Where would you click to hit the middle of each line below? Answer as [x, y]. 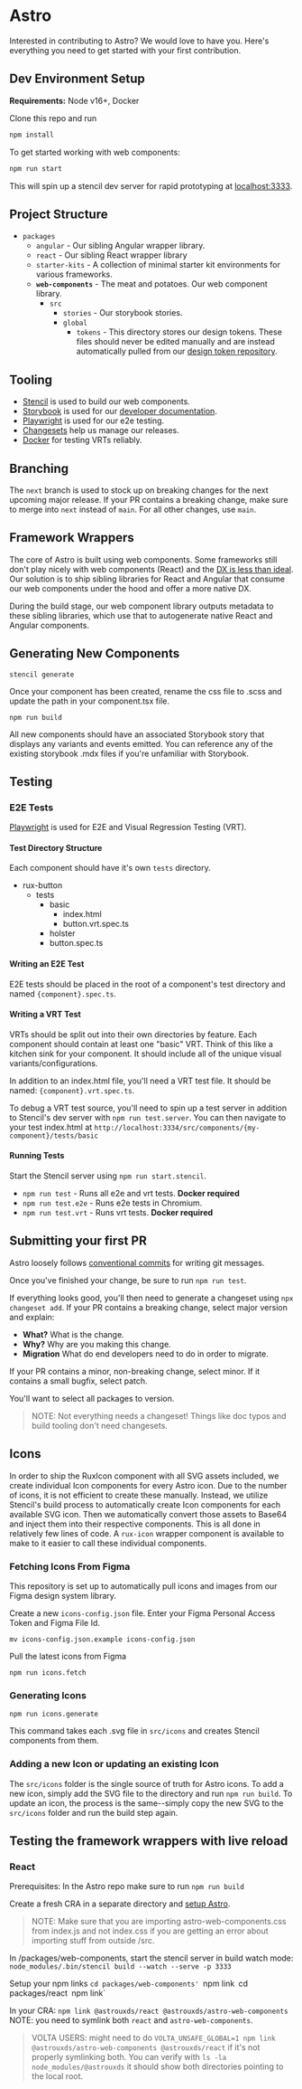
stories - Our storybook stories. [123, 313]
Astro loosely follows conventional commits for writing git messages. [137, 1262]
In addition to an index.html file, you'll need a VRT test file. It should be [140, 1081]
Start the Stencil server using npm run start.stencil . [108, 1176]
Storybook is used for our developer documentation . [120, 411]
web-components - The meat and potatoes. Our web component [151, 284]
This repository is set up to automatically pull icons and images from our [143, 1586]
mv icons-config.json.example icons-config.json [102, 1639]
